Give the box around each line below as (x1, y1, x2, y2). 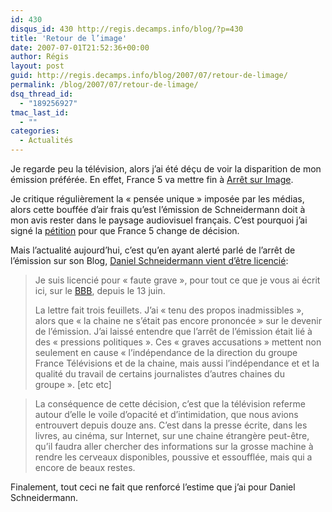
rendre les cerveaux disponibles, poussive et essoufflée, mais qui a (34, 451, 313, 463)
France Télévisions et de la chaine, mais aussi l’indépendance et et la (34, 357, 320, 369)
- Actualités (19, 136, 74, 146)
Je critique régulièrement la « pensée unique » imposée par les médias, (10, 193, 305, 205)
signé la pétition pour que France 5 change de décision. (10, 225, 240, 236)
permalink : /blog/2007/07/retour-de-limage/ (10, 80, 199, 90)
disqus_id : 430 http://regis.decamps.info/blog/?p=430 (10, 24, 244, 34)
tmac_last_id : (10, 107, 70, 118)
